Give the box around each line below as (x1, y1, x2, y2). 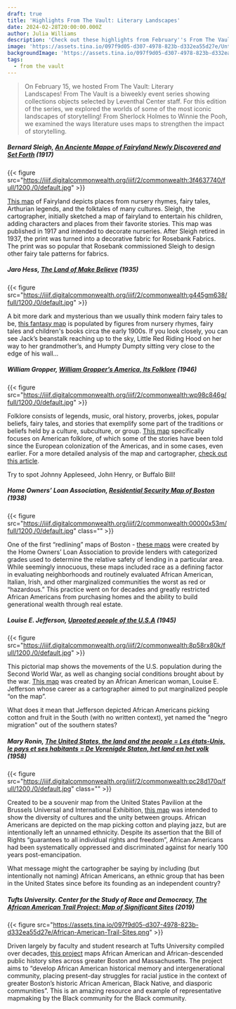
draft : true (7, 10, 42, 18)
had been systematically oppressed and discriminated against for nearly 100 (7, 843, 228, 852)
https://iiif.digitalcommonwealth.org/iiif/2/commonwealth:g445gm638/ (23, 290, 228, 299)
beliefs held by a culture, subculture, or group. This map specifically (7, 427, 205, 435)
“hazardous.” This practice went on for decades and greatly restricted (7, 585, 210, 594)
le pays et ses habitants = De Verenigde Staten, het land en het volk (7, 744, 209, 753)
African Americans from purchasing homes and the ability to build (7, 592, 198, 601)
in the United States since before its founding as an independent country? (7, 879, 221, 888)
